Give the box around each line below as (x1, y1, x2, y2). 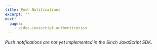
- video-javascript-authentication (14, 26, 87, 31)
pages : (9, 21, 23, 26)
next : (5, 16, 16, 21)
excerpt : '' (5, 12, 30, 17)
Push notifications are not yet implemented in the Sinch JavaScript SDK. (5, 39, 153, 45)
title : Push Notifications (5, 7, 61, 12)
